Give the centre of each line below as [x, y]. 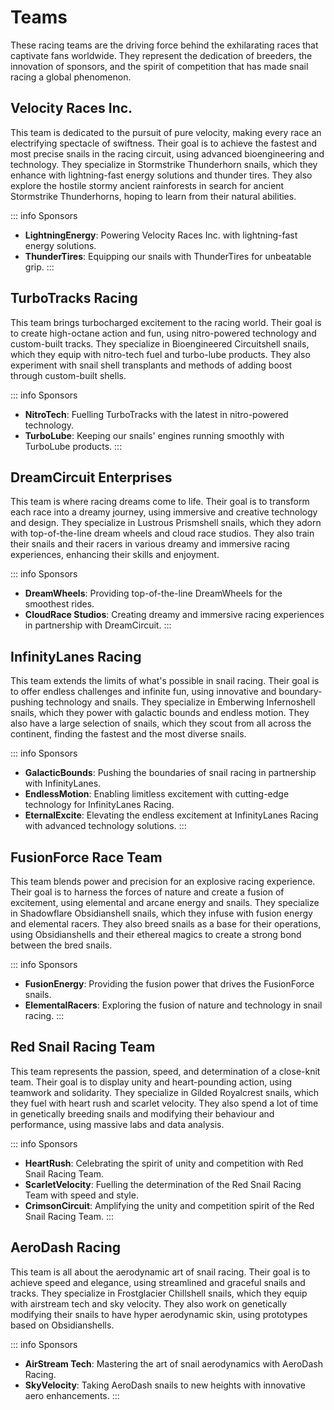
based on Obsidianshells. [62, 1325]
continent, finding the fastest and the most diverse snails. [128, 734]
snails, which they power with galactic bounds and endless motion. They [160, 713]
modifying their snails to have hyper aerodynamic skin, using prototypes [159, 1314]
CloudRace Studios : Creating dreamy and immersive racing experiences [174, 615]
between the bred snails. [61, 945]
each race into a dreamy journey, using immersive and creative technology [164, 512]
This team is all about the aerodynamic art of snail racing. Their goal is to [160, 1272]
